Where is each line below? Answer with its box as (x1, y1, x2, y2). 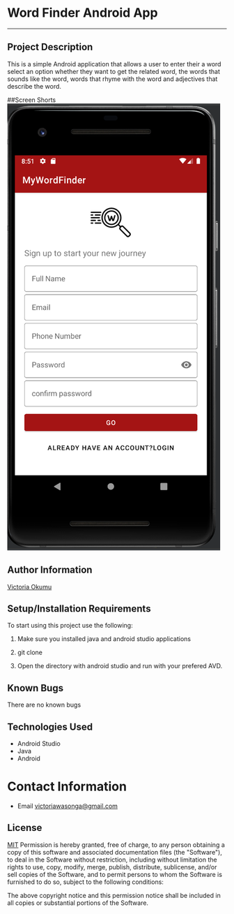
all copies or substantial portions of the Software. (7, 899, 148, 907)
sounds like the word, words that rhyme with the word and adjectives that (7, 75, 218, 83)
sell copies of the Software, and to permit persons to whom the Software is (7, 870, 223, 878)
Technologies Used (7, 721, 93, 732)
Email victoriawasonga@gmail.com (17, 802, 118, 810)
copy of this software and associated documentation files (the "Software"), (7, 848, 223, 856)
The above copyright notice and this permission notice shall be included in (7, 891, 221, 899)
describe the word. (7, 82, 61, 90)
